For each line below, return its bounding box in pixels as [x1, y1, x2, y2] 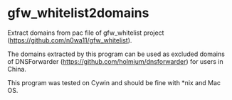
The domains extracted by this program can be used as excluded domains [7, 50, 226, 58]
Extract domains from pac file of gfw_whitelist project [7, 28, 164, 37]
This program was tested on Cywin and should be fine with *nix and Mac [7, 78, 221, 87]
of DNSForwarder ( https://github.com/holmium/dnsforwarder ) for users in [7, 57, 223, 65]
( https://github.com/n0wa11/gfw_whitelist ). [7, 35, 132, 44]
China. [7, 65, 27, 73]
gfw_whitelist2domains [7, 5, 149, 21]
